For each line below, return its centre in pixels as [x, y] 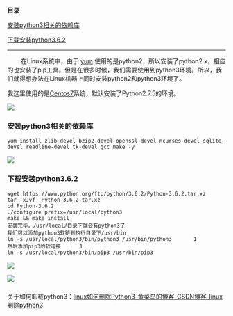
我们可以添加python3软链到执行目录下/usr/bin [67, 233]
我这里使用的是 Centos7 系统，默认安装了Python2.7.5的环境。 [94, 93]
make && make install [38, 218]
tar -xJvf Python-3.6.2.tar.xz [54, 200]
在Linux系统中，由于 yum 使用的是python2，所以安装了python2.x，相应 [123, 61]
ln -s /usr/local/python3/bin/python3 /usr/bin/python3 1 [102, 239]
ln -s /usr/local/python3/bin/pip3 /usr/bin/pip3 [80, 253]
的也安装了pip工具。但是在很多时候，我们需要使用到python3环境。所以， [112, 70]
